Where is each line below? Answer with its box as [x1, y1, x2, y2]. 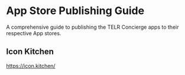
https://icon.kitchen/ [6, 62, 56, 69]
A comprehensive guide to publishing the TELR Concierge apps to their [6, 23, 179, 30]
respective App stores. [6, 29, 61, 36]
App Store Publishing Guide [6, 4, 145, 18]
